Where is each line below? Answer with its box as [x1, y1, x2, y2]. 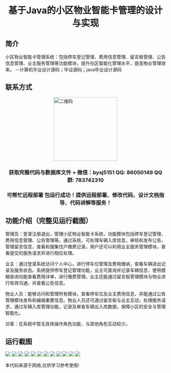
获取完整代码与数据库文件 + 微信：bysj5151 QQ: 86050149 [8, 169, 153, 176]
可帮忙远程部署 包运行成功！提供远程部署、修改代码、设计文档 [7, 191, 159, 198]
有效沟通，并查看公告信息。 [9, 280, 68, 286]
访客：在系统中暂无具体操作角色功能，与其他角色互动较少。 [5, 321, 130, 327]
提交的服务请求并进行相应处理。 [9, 250, 77, 256]
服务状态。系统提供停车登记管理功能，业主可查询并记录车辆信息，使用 [14, 267, 161, 273]
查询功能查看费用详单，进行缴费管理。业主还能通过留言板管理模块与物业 [9, 273, 161, 280]
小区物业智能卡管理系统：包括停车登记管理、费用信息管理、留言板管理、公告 [5, 54, 166, 60]
